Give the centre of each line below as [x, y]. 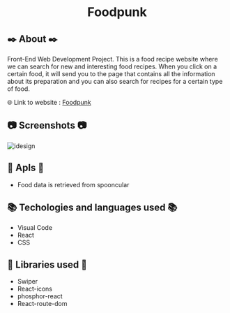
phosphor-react [40, 296]
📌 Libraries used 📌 [47, 264]
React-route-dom [42, 304]
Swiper [28, 282]
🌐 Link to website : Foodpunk [49, 102]
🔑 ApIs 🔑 [26, 168]
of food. [18, 89]
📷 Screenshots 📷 [47, 125]
